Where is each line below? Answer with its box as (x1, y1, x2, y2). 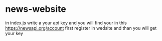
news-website (5, 3, 66, 15)
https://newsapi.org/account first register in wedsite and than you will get (5, 25, 157, 31)
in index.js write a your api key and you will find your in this (5, 20, 127, 26)
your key (5, 30, 24, 36)
